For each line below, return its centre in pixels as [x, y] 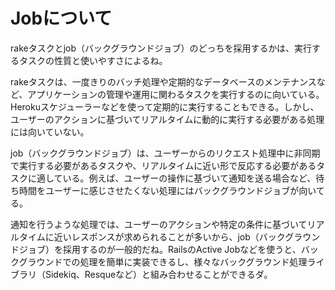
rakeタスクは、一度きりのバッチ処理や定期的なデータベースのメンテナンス [163, 81]
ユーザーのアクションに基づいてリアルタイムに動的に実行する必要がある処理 [167, 119]
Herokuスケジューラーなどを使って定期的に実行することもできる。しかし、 [165, 106]
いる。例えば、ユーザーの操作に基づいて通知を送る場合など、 [189, 178]
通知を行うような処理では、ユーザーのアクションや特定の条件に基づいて [159, 224]
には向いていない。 [50, 131]
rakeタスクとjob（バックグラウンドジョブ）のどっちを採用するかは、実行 [161, 48]
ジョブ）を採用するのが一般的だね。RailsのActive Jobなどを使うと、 [160, 249]
